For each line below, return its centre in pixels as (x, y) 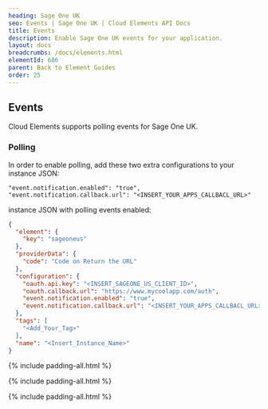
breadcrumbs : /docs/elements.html (66, 53)
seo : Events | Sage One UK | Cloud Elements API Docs (100, 23)
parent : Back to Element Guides (62, 68)
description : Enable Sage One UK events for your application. (116, 38)
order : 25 (25, 75)
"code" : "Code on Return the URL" (80, 262)
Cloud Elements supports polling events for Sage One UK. (103, 127)
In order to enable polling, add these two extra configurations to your (122, 165)
